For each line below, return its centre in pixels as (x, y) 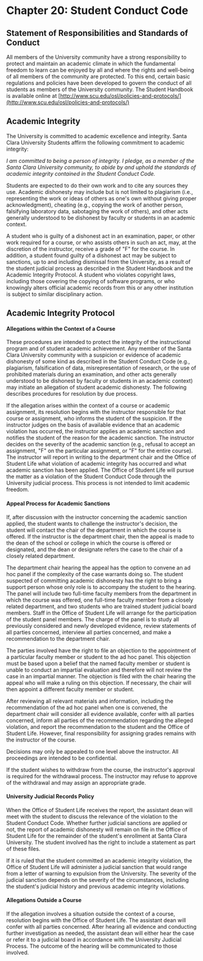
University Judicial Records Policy (50, 796)
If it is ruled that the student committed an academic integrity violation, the (99, 860)
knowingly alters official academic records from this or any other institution (100, 288)
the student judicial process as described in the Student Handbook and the (100, 268)
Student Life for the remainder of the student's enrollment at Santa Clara (97, 836)
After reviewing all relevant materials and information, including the (90, 701)
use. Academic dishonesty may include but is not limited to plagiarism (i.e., (100, 191)
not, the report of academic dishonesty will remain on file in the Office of (97, 829)
